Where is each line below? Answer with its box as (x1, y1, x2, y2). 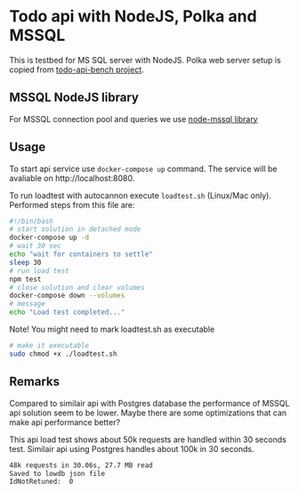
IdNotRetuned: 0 (9, 477, 74, 487)
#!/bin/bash (9, 217, 53, 226)
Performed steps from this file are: (9, 199, 135, 210)
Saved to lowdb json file (9, 469, 105, 478)
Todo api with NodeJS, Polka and (9, 6, 257, 27)
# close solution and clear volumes (9, 283, 145, 292)
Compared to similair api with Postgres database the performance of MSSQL (9, 398, 290, 408)
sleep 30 (9, 258, 42, 267)
